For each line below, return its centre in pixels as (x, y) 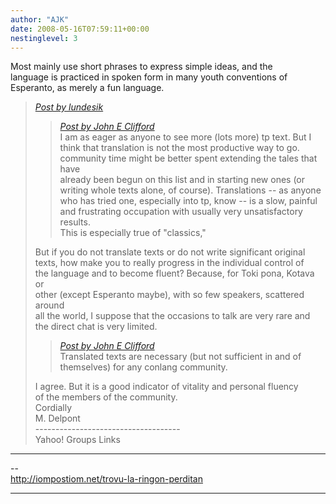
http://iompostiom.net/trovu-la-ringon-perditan (106, 479)
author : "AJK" (40, 19)
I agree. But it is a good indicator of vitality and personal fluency (166, 387)
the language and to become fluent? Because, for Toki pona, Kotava (174, 273)
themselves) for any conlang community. (143, 367)
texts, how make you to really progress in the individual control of (169, 263)
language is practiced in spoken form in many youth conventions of (149, 77)
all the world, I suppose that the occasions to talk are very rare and (172, 316)
